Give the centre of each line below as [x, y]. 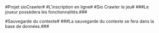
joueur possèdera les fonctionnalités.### [46, 12]
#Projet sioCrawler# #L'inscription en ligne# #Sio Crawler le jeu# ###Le [77, 7]
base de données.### [27, 26]
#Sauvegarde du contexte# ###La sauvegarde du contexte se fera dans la [79, 21]
